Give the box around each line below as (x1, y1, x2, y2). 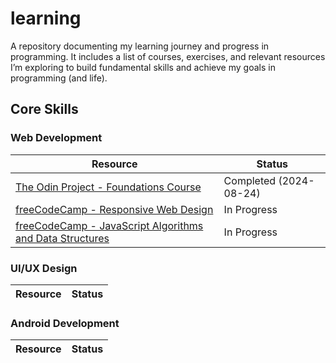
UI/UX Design (10, 261, 78, 275)
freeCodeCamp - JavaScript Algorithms (15, 218, 204, 232)
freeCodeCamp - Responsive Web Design (15, 202, 214, 216)
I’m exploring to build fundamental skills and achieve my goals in (10, 61, 276, 73)
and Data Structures (15, 231, 110, 245)
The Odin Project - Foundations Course (15, 180, 202, 194)
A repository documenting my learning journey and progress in (10, 40, 270, 52)
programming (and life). (10, 72, 108, 84)
